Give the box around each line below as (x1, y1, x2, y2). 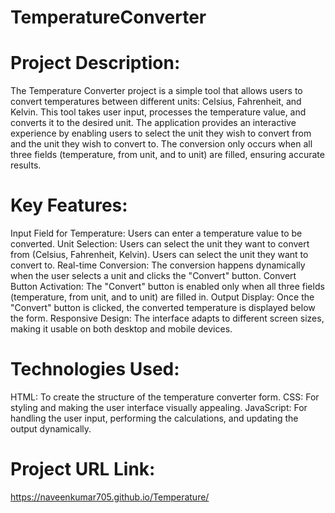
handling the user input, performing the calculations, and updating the (10, 412, 299, 424)
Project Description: (10, 52, 181, 75)
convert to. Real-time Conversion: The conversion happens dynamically (10, 259, 306, 271)
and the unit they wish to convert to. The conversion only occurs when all (10, 138, 313, 150)
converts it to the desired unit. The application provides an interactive (10, 117, 297, 129)
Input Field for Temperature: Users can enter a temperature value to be (10, 227, 303, 240)
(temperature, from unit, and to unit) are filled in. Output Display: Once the (10, 291, 315, 303)
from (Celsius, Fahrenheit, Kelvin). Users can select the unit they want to (10, 249, 309, 261)
